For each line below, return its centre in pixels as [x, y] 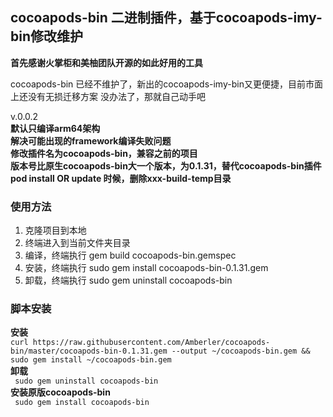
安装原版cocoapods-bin [60, 392]
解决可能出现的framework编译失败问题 [91, 140]
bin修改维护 [47, 36]
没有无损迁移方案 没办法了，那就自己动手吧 [116, 96]
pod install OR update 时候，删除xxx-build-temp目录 [121, 178]
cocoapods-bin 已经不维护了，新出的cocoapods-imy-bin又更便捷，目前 [158, 84]
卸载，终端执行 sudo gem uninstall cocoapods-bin [128, 280]
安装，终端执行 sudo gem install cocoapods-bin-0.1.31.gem [146, 268]
